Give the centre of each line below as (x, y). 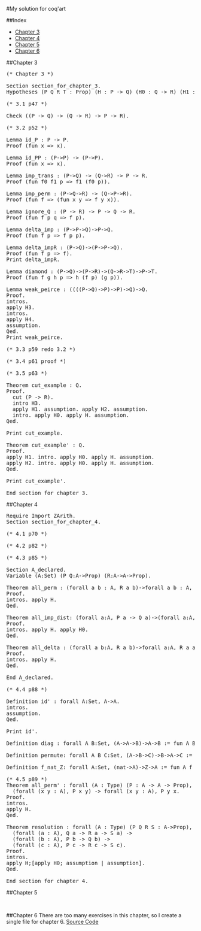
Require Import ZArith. (41, 516)
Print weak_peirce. (35, 337)
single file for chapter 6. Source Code (52, 922)
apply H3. (20, 307)
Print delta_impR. (33, 260)
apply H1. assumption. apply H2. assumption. (80, 409)
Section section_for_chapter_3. (54, 86)
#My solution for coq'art (36, 9)
